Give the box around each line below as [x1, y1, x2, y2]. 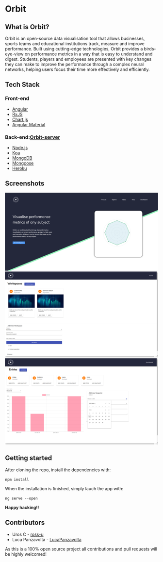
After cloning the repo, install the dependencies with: [5, 467, 111, 473]
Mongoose [12, 160, 34, 166]
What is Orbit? [5, 23, 49, 31]
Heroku [12, 165, 27, 171]
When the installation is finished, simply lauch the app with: [5, 485, 124, 491]
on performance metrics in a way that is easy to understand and [24, 51, 153, 57]
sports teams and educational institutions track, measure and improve [5, 41, 145, 47]
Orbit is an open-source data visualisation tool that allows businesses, [5, 35, 145, 41]
